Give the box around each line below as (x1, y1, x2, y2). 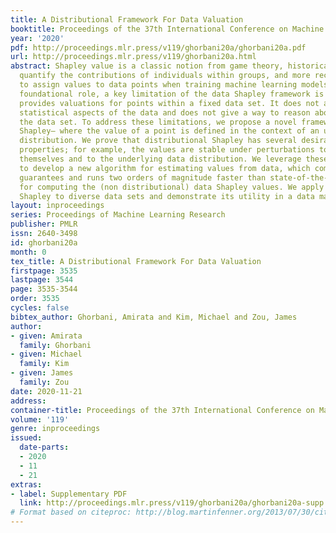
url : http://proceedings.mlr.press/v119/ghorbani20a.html (10, 52, 257, 62)
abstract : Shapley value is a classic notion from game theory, (10, 61, 284, 71)
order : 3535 (10, 294, 60, 304)
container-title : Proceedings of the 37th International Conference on (10, 405, 315, 415)
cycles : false (10, 303, 70, 313)
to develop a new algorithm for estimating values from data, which (19, 163, 311, 173)
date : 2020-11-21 (10, 386, 83, 396)
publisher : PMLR (10, 219, 78, 230)
